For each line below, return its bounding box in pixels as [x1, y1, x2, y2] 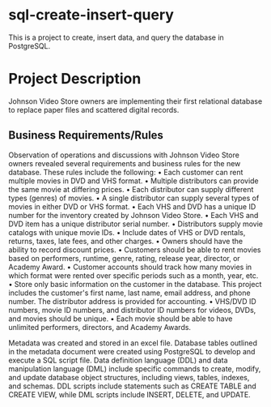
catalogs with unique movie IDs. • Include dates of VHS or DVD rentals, [8, 227, 246, 237]
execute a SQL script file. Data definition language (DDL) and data [8, 355, 228, 365]
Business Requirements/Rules [8, 128, 164, 143]
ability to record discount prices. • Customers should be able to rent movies [8, 245, 261, 255]
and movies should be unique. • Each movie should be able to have [8, 314, 233, 323]
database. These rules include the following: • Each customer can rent [8, 167, 243, 177]
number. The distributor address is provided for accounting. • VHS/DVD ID [8, 296, 256, 306]
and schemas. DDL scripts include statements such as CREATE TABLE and [8, 381, 256, 391]
